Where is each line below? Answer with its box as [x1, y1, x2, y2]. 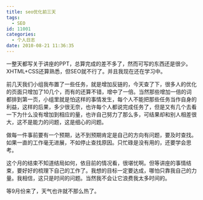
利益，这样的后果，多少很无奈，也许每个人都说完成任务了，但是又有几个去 [6, 103, 192, 110]
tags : [6, 15, 20, 21]
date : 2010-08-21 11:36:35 [6, 43, 74, 49]
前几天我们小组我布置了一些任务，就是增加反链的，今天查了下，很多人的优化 [6, 80, 197, 88]
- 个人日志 [11, 37, 36, 43]
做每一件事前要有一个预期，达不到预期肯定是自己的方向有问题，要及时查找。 [6, 131, 197, 138]
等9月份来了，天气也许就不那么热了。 [6, 187, 100, 195]
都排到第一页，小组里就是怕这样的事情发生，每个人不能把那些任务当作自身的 [6, 95, 197, 103]
